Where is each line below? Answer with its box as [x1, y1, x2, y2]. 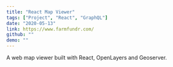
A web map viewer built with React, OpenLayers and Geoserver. [6, 54, 167, 61]
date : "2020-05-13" [6, 20, 56, 26]
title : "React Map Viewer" [6, 9, 75, 15]
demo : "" [6, 37, 29, 43]
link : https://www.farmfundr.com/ [6, 26, 95, 32]
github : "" [6, 32, 34, 38]
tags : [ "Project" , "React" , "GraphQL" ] [6, 15, 108, 21]
